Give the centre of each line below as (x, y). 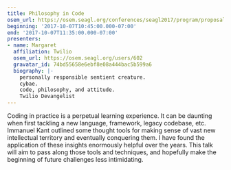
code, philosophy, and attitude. (67, 90)
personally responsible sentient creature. (83, 77)
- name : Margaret (32, 45)
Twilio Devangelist (47, 97)
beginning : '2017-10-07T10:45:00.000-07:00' (72, 26)
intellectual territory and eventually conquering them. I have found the (106, 137)
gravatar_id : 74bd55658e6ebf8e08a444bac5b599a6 (83, 64)
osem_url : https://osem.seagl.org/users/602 (78, 58)
